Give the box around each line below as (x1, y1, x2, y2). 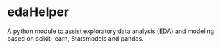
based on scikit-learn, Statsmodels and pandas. (7, 34, 144, 42)
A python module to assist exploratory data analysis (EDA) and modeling (7, 27, 215, 35)
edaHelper (7, 4, 69, 20)
